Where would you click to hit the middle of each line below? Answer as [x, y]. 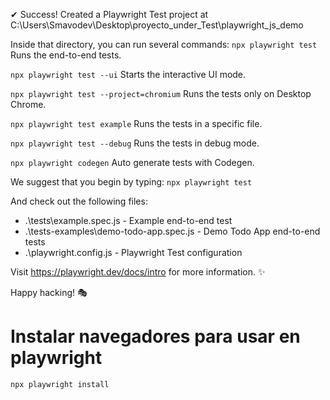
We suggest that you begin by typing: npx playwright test [131, 182]
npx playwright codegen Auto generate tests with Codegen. [132, 162]
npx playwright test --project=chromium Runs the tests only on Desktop [161, 93]
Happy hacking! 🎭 [49, 292]
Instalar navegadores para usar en [155, 336]
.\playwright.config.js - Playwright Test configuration [133, 252]
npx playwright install [60, 384]
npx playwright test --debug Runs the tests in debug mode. [135, 143]
